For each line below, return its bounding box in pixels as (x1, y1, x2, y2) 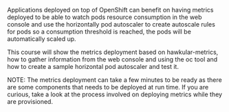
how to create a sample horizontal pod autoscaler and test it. (7, 63, 179, 70)
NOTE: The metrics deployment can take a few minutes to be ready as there (7, 76, 222, 84)
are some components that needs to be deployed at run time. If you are (7, 83, 209, 91)
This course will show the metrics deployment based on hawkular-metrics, (7, 48, 219, 56)
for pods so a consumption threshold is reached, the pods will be (7, 27, 191, 36)
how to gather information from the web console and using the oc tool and (7, 55, 218, 64)
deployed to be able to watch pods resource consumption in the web (7, 13, 202, 21)
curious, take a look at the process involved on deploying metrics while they (7, 90, 222, 98)
